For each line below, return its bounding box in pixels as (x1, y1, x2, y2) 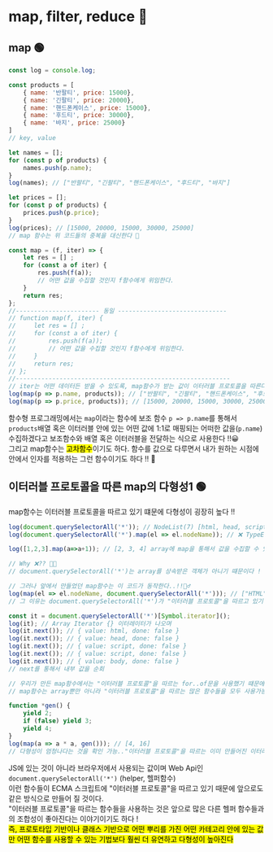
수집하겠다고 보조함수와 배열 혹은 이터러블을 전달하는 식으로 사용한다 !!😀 (8, 433, 240, 443)
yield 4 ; (23, 724, 53, 733)
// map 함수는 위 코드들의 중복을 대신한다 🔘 (8, 231, 140, 239)
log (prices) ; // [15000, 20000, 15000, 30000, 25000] (8, 224, 195, 232)
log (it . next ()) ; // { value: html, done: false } (8, 627, 180, 636)
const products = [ (8, 81, 75, 89)
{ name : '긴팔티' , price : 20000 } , (23, 96, 135, 104)
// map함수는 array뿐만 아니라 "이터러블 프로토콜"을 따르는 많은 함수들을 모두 (8, 687, 241, 695)
